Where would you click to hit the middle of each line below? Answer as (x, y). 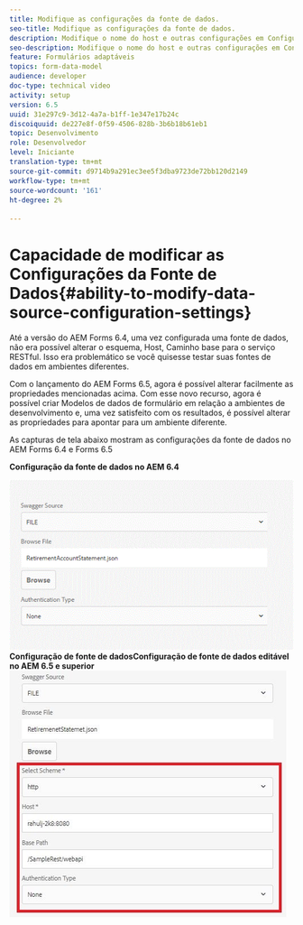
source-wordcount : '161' (56, 190)
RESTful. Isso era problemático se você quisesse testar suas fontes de (140, 357)
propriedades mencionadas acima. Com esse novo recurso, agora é (135, 393)
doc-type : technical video (60, 86)
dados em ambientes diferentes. (69, 366)
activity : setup (40, 95)
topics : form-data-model (56, 67)
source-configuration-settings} (131, 313)
